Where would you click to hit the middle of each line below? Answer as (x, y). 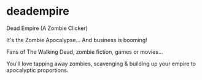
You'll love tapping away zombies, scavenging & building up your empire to (101, 64)
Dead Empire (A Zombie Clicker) (47, 28)
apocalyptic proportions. (37, 70)
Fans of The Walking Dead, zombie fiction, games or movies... (85, 52)
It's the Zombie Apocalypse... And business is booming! (77, 40)
